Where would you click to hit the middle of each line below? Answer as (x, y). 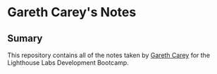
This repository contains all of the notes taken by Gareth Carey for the (108, 55)
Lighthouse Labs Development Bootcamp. (68, 63)
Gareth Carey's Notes (72, 12)
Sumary (25, 38)
